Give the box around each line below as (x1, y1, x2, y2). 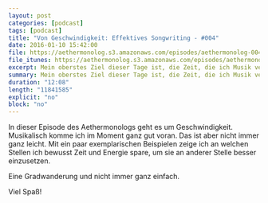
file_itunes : (8, 57, 52, 64)
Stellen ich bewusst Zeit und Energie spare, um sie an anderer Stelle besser (8, 148, 257, 158)
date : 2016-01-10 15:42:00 (8, 41, 98, 49)
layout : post (8, 11, 52, 20)
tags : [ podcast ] (8, 26, 62, 34)
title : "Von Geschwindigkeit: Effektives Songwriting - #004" (8, 33, 219, 42)
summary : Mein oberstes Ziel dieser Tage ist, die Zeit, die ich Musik (8, 71, 251, 79)
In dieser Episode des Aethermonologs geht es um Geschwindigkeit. (8, 123, 234, 132)
